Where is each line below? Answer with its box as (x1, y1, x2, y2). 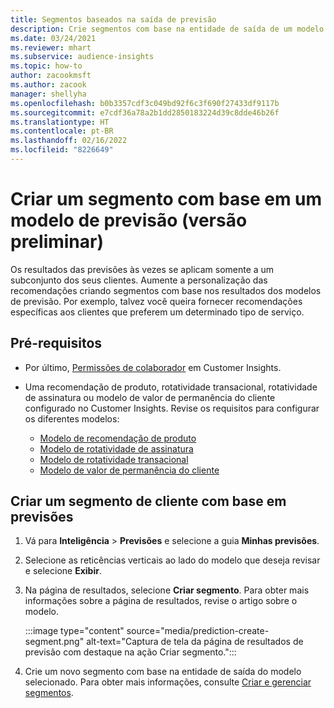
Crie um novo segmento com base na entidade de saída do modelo (24, 666, 302, 678)
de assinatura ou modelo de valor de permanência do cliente (24, 391, 276, 403)
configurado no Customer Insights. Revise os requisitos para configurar (24, 402, 320, 414)
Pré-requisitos (10, 335, 103, 352)
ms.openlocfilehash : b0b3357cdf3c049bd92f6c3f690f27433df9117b (10, 98, 280, 108)
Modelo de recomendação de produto (39, 432, 197, 444)
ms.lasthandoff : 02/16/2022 (10, 136, 128, 146)
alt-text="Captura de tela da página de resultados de (86, 636, 304, 648)
